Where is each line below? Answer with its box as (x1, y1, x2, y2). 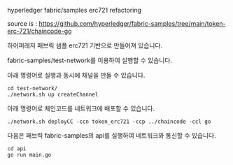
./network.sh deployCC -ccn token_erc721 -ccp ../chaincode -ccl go (7, 118, 211, 125)
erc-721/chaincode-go (7, 27, 72, 35)
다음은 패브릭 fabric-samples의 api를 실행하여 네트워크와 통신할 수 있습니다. (7, 131, 217, 139)
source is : (7, 20, 37, 27)
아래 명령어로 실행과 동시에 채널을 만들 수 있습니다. (7, 71, 146, 79)
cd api (7, 145, 27, 152)
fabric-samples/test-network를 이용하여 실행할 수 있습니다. (7, 56, 173, 64)
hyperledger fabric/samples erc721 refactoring (7, 6, 142, 14)
